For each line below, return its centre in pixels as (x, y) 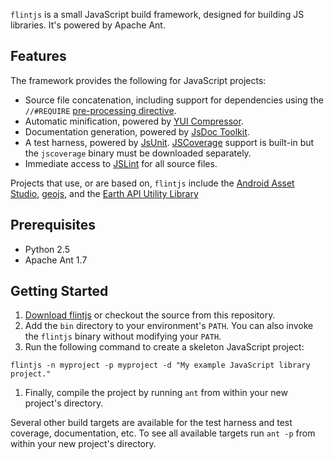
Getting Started (59, 291)
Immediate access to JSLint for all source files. (121, 163)
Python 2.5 (47, 249)
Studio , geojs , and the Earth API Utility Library (104, 193)
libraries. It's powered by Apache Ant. (88, 25)
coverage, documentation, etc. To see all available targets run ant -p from (163, 433)
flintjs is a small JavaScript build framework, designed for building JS (157, 14)
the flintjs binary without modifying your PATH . (123, 336)
